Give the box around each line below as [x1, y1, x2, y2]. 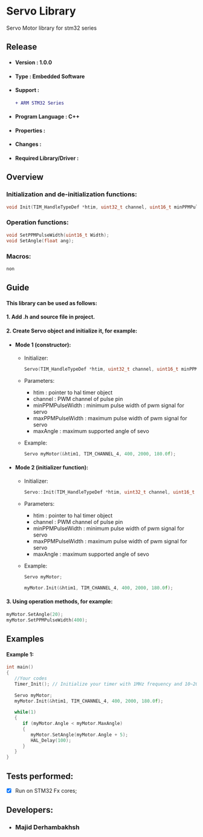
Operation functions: [6, 218, 69, 227]
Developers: [6, 805, 53, 815]
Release [6, 42, 37, 52]
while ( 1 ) [14, 709, 36, 715]
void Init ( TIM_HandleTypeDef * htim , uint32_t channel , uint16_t [6, 204, 172, 210]
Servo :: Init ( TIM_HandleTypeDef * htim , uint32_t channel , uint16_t [24, 489, 195, 495]
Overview [6, 172, 44, 182]
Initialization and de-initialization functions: [6, 190, 137, 199]
